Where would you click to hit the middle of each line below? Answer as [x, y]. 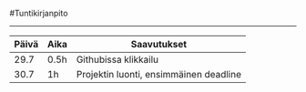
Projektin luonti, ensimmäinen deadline [159, 74]
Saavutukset [159, 44]
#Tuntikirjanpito [39, 13]
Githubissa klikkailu [117, 60]
